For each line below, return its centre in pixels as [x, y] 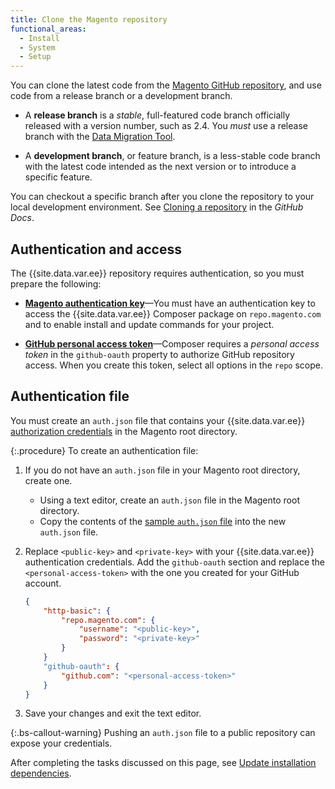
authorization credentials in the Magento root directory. [124, 431]
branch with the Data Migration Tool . [100, 137]
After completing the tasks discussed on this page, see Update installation [163, 763]
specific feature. [58, 177]
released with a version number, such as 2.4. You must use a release [166, 126]
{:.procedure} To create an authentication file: [104, 450]
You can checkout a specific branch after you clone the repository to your [162, 197]
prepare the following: [56, 283]
